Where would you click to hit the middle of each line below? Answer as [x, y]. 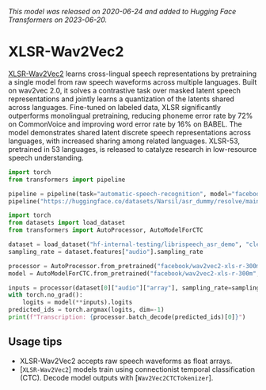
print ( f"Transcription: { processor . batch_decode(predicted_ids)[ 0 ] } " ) [127, 317]
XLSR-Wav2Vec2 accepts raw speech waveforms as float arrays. [126, 361]
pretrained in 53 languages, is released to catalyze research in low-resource [133, 149]
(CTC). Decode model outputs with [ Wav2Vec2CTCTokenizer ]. [116, 377]
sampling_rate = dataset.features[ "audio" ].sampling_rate [106, 252]
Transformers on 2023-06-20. [58, 20]
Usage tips [35, 342]
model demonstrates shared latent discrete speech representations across [130, 132]
